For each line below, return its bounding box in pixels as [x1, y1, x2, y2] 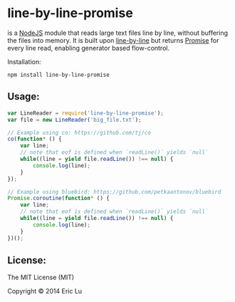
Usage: [7, 90, 41, 103]
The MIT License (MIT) [7, 273, 75, 282]
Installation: [7, 57, 41, 66]
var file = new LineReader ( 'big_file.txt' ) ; [7, 116, 142, 123]
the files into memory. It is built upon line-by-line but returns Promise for [7, 36, 219, 44]
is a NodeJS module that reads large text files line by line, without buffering [7, 28, 229, 37]
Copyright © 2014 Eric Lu [7, 287, 83, 296]
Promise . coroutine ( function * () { [7, 194, 110, 202]
